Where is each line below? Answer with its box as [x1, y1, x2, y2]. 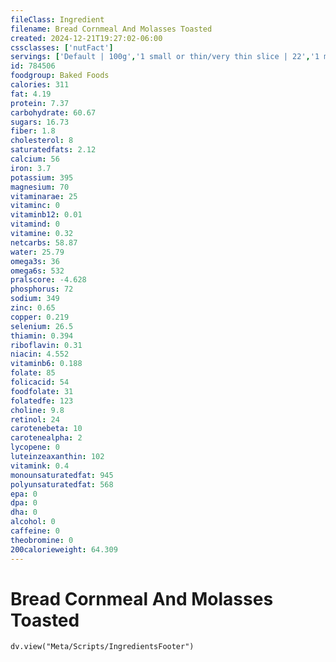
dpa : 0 [10, 498, 38, 508]
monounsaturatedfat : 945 [10, 470, 114, 480]
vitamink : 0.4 [10, 461, 70, 471]
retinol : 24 [10, 414, 60, 425]
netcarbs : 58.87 [10, 237, 78, 248]
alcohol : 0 [10, 517, 56, 527]
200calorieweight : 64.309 [10, 544, 118, 555]
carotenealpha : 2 [10, 433, 83, 443]
